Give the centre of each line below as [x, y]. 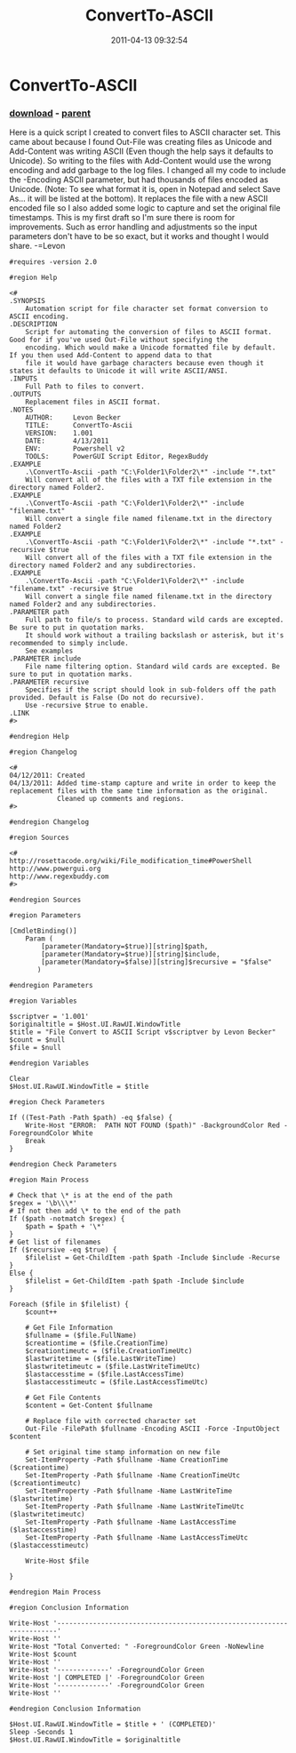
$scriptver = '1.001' [49, 1017]
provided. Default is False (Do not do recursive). [107, 698]
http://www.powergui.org [55, 869]
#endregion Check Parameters [63, 1165]
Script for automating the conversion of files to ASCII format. [149, 332]
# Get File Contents [63, 1398]
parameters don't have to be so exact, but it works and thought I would [139, 236]
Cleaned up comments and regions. [120, 799]
